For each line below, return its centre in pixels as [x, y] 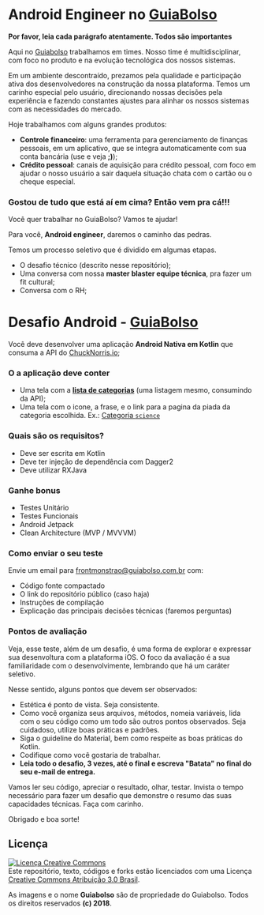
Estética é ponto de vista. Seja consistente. [89, 704]
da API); [32, 399]
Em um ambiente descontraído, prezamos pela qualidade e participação [125, 75]
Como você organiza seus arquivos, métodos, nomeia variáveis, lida [130, 713]
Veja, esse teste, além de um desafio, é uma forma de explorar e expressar [130, 649]
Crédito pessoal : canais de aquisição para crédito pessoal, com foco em [138, 164]
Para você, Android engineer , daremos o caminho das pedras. [110, 235]
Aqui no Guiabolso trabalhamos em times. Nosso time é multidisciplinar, [125, 51]
